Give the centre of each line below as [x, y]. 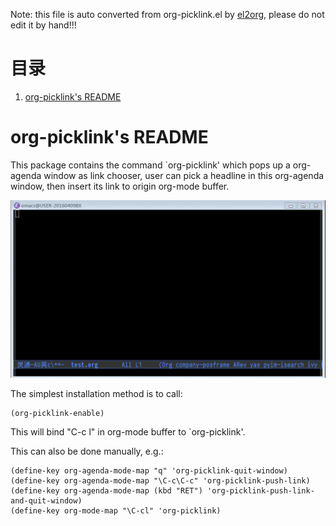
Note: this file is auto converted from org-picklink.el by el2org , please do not [167, 14]
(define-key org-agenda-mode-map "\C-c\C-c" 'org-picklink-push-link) [160, 481]
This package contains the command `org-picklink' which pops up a [150, 165]
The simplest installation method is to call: [96, 394]
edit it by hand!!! [43, 25]
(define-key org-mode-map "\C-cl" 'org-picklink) [116, 511]
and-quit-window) [46, 501]
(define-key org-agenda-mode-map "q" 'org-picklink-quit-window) [149, 471]
